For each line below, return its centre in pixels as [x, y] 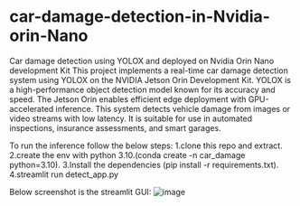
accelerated [32, 108]
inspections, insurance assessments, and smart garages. [115, 127]
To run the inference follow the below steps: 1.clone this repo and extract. [146, 145]
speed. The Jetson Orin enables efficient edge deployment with [128, 99]
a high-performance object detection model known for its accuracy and [142, 89]
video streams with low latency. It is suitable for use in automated [131, 118]
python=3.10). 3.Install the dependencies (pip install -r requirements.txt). [144, 164]
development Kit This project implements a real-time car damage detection [149, 70]
